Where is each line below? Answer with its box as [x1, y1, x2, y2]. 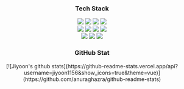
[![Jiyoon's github [5, 62, 51, 69]
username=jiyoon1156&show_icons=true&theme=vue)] [23, 69, 161, 76]
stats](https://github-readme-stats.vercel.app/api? [51, 62, 179, 69]
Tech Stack [74, 4, 110, 13]
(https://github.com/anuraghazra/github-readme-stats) [23, 75, 161, 83]
